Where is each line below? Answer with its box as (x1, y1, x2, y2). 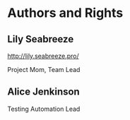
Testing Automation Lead (7, 104, 81, 113)
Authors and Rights (7, 5, 124, 21)
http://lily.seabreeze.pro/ (7, 52, 79, 60)
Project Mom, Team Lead (7, 66, 81, 73)
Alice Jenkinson (7, 86, 80, 98)
